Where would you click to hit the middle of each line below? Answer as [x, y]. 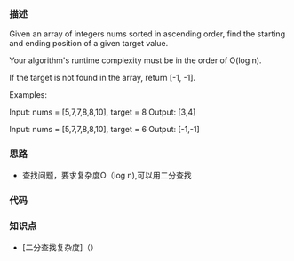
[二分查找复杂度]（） [60, 247]
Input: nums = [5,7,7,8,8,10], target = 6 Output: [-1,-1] [104, 130]
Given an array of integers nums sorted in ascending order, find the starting [147, 34]
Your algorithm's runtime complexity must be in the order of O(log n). [135, 60]
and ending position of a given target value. [89, 43]
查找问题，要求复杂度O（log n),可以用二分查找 [107, 175]
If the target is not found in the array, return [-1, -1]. [103, 78]
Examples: [28, 95]
